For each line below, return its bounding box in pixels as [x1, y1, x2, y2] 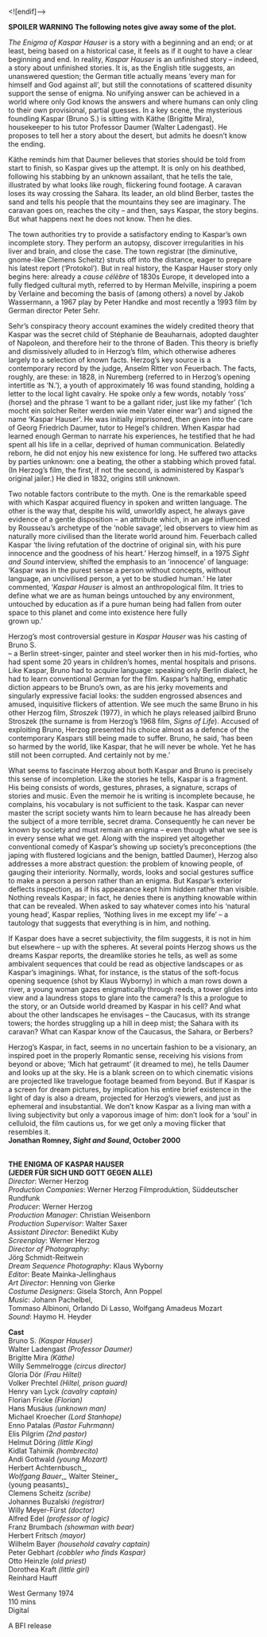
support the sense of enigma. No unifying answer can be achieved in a [8, 89, 240, 98]
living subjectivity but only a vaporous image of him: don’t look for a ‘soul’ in [8, 1110, 257, 1120]
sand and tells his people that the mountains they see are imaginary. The [8, 197, 246, 207]
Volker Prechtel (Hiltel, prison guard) [8, 1379, 128, 1387]
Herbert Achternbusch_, [8, 1463, 87, 1472]
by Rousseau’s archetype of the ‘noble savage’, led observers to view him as [8, 523, 258, 533]
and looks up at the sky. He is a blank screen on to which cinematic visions [8, 1068, 253, 1077]
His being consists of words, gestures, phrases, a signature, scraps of [8, 783, 238, 792]
